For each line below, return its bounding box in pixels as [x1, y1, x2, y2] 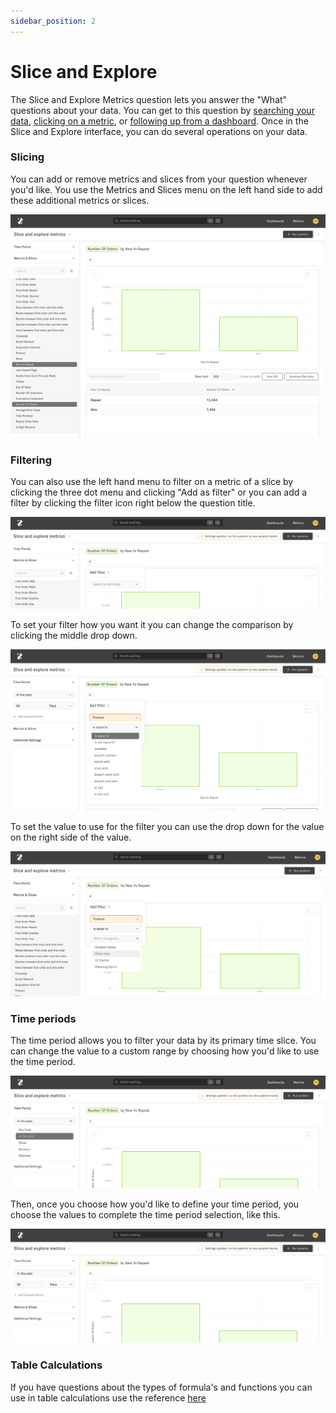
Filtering [10, 453, 52, 467]
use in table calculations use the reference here [10, 1391, 207, 1404]
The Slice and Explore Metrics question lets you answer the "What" [10, 93, 288, 105]
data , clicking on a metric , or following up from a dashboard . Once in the [10, 115, 309, 127]
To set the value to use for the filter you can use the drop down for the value [10, 821, 325, 833]
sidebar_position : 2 [10, 16, 97, 26]
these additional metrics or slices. [10, 194, 150, 206]
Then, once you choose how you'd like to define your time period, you [10, 1198, 300, 1210]
